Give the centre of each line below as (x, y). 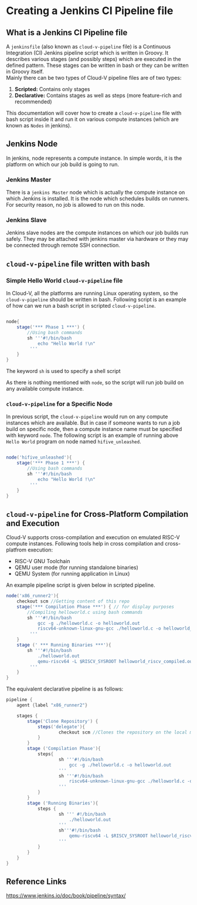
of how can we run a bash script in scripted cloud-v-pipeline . (81, 306)
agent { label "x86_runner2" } (52, 705)
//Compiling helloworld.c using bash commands (85, 612)
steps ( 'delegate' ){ (61, 726)
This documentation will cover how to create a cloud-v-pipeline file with (94, 113)
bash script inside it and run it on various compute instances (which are (92, 119)
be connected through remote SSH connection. (63, 245)
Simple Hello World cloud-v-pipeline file (64, 280)
